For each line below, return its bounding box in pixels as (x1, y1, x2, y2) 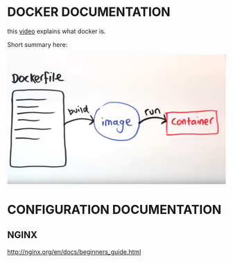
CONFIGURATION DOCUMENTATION (7, 201, 222, 217)
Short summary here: (7, 40, 68, 48)
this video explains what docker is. (7, 27, 106, 35)
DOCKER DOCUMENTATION (7, 4, 171, 20)
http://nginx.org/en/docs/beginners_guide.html (7, 247, 141, 256)
